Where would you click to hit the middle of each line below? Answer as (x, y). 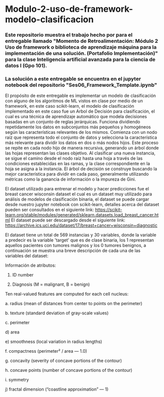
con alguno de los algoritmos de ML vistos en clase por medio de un (74, 101)
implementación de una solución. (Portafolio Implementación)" (82, 54)
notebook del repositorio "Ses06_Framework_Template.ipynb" (81, 85)
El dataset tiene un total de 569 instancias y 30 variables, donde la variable (81, 235)
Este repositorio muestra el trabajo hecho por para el (69, 35)
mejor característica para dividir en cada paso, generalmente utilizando (77, 174)
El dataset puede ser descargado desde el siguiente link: (68, 220)
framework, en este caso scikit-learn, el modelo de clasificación (70, 106)
